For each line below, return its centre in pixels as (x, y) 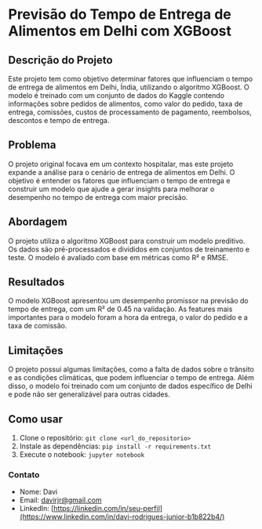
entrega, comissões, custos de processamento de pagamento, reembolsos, (130, 112)
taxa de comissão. (38, 326)
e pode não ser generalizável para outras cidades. (89, 394)
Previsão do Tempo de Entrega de (120, 14)
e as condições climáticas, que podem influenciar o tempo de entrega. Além (131, 378)
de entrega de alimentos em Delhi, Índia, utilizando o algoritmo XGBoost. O (129, 87)
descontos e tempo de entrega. (59, 120)
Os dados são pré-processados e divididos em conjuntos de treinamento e (129, 249)
